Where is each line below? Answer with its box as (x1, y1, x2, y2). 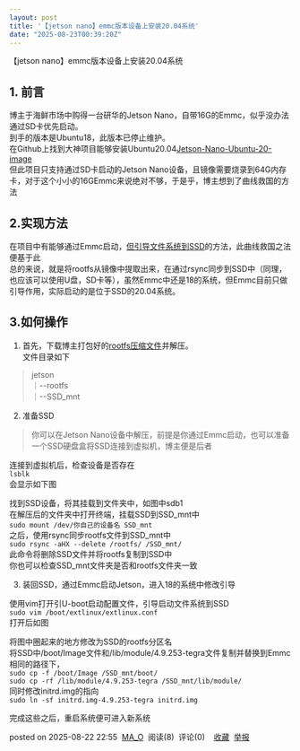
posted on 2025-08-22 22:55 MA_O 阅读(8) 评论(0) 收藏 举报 (9, 731, 250, 742)
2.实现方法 (9, 215, 69, 231)
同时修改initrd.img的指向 (9, 686, 99, 696)
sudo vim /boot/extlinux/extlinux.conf (9, 607, 159, 617)
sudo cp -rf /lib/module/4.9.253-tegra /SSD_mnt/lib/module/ (9, 677, 243, 686)
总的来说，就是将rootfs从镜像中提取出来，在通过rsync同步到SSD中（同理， (9, 264, 287, 274)
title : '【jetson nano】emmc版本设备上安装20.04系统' (9, 22, 200, 31)
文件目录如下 (21, 351, 70, 362)
